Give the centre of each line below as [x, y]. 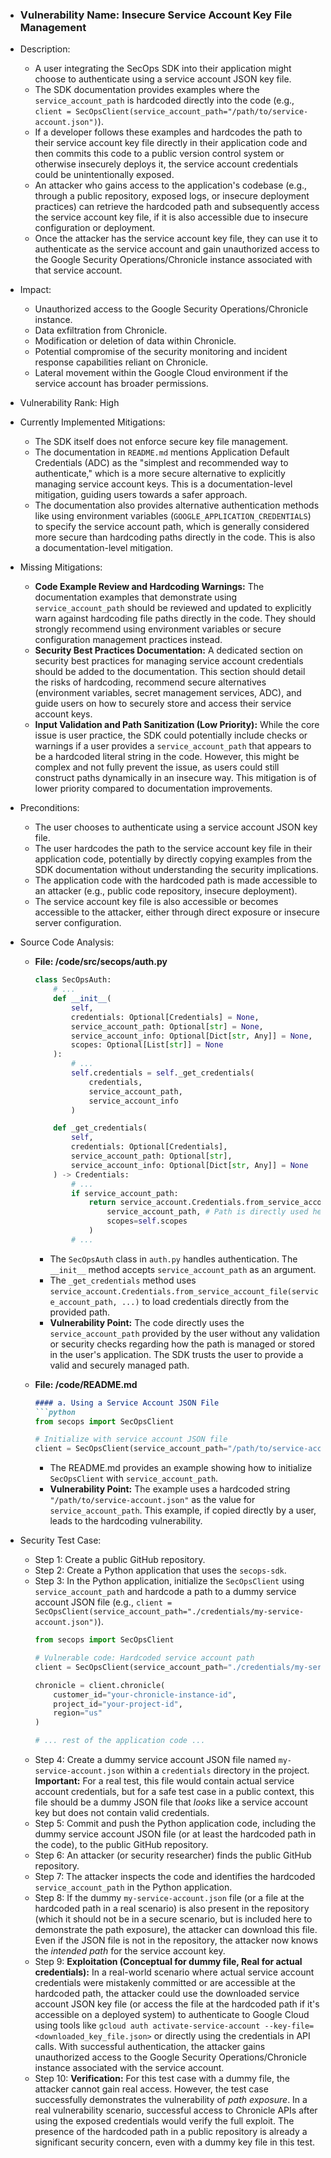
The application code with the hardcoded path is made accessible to [176, 880]
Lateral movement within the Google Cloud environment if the [161, 373]
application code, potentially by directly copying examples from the [173, 859]
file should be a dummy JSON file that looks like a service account [171, 1802]
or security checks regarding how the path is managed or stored [182, 1344]
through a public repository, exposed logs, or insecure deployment [172, 196]
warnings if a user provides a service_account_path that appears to [173, 746]
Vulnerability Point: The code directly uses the [147, 1322]
